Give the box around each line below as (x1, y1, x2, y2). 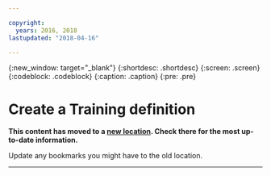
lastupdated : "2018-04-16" (8, 34, 99, 42)
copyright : (8, 19, 45, 27)
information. (35, 135, 78, 145)
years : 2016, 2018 (15, 26, 78, 35)
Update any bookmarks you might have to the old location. (8, 151, 203, 161)
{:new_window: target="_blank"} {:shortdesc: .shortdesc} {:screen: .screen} (8, 63, 261, 73)
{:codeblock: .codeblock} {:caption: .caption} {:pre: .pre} (8, 72, 196, 82)
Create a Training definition (8, 100, 196, 118)
